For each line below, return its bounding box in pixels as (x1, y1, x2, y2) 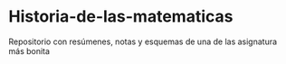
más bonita (8, 45, 51, 56)
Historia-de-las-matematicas (8, 6, 234, 27)
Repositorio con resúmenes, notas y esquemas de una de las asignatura (8, 36, 278, 47)
